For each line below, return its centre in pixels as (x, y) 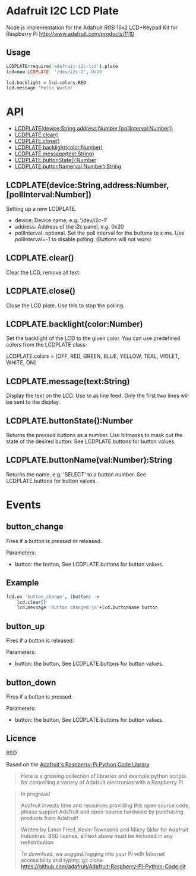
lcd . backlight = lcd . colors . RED (46, 82)
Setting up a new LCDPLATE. (42, 209)
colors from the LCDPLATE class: (47, 345)
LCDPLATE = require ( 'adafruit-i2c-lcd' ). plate (62, 66)
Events (24, 505)
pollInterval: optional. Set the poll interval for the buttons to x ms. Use (99, 233)
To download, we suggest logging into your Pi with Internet (93, 853)
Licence (21, 739)
